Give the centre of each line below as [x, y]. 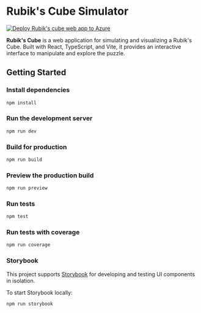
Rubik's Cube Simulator [68, 11]
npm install [21, 102]
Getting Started [36, 73]
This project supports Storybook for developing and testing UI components [101, 274]
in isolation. [21, 280]
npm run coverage [28, 245]
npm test [17, 217]
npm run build [24, 160]
